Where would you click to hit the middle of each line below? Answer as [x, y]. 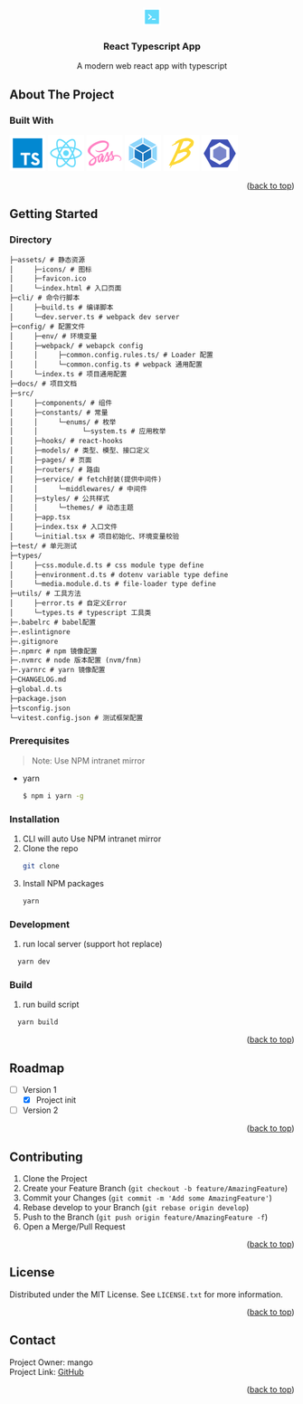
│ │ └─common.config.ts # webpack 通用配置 [106, 365]
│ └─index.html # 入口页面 [66, 289]
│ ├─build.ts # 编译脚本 [62, 308]
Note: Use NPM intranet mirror [88, 760]
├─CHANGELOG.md [38, 680]
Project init [56, 1100]
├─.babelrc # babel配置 [53, 622]
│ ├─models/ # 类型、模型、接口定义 [80, 451]
